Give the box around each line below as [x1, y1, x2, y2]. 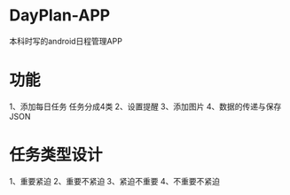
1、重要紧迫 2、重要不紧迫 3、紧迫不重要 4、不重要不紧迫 [9, 175, 220, 186]
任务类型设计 [9, 145, 104, 165]
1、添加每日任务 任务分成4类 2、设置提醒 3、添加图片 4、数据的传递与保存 [9, 101, 282, 112]
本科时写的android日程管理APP [9, 35, 122, 46]
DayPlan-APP [9, 5, 111, 26]
